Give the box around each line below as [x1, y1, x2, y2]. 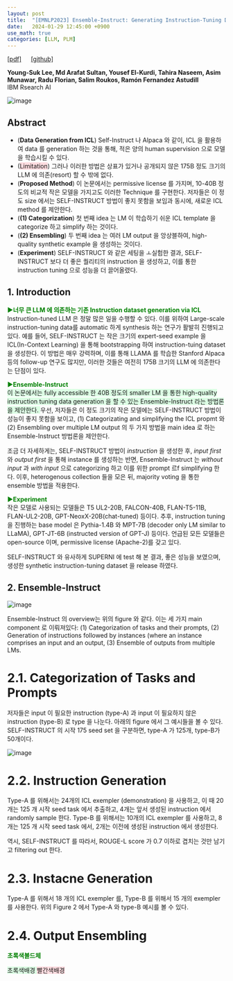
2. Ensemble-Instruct [7, 582, 101, 593]
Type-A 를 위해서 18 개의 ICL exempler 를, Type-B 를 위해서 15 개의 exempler [7, 894, 221, 903]
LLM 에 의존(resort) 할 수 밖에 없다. [17, 171, 114, 179]
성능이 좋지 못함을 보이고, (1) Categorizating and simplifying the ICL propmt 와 [7, 414, 225, 423]
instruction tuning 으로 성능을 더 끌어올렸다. [17, 266, 138, 274]
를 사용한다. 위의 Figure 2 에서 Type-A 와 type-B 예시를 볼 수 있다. [7, 903, 189, 912]
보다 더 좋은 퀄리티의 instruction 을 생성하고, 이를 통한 [49, 257, 196, 266]
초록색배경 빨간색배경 [7, 966, 65, 975]
